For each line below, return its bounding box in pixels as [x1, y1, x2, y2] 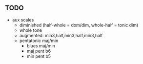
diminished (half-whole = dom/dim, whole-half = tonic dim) [19, 22, 139, 28]
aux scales [12, 17, 34, 22]
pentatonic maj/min [19, 38, 59, 43]
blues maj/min [26, 43, 55, 48]
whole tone [19, 27, 42, 33]
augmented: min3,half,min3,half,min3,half [19, 32, 103, 38]
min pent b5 [26, 53, 51, 59]
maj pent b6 [26, 48, 51, 54]
